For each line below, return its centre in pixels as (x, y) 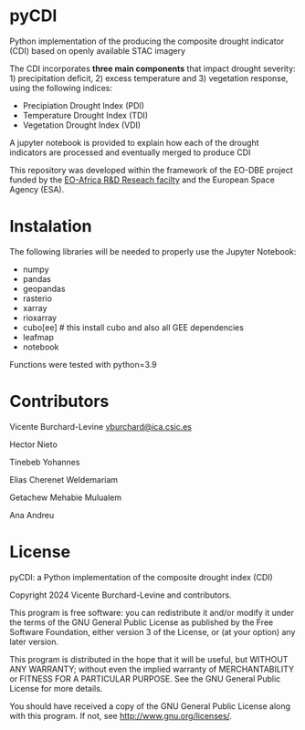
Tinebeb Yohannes (45, 462)
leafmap (38, 337)
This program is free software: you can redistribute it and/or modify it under (152, 612)
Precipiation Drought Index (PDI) (83, 105)
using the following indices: (61, 88)
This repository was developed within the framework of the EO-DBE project (152, 170)
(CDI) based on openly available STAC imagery (97, 50)
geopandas (44, 288)
